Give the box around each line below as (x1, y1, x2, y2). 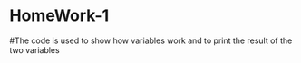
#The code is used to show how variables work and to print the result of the (9, 35, 293, 46)
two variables (9, 44, 61, 55)
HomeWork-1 (9, 5, 110, 26)
